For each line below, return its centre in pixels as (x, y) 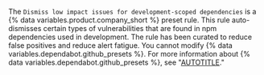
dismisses (25, 28)
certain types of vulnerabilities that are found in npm (130, 28)
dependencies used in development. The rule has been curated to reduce (130, 37)
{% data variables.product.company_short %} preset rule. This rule (120, 20)
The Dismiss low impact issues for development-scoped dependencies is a (132, 12)
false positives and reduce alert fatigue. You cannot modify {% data (121, 45)
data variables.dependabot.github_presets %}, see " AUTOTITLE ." (117, 62)
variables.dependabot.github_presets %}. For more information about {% (130, 54)
